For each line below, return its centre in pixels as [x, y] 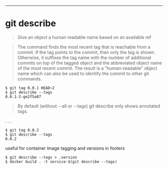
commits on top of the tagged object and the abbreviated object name [90, 62]
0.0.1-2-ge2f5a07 [23, 96]
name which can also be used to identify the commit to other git [83, 73]
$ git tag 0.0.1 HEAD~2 [30, 88]
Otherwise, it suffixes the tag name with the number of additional [84, 57]
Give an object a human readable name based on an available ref [84, 37]
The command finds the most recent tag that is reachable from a [84, 47]
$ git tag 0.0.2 [22, 130]
